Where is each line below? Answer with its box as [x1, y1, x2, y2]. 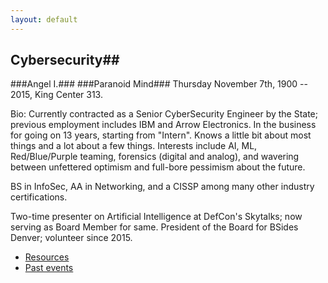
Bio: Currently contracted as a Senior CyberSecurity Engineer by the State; [10, 108, 319, 120]
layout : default [10, 14, 78, 25]
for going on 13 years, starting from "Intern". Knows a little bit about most [10, 129, 312, 141]
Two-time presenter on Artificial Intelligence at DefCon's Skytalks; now [10, 211, 303, 223]
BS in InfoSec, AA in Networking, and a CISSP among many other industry [10, 181, 315, 193]
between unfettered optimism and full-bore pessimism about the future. [10, 161, 306, 173]
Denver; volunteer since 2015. [10, 232, 133, 244]
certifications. [10, 191, 68, 203]
